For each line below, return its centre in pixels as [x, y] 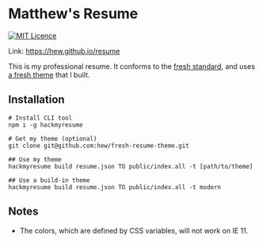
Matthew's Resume [73, 14]
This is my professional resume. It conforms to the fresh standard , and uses [132, 66]
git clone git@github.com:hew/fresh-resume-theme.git [99, 146]
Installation [36, 100]
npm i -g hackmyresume [46, 125]
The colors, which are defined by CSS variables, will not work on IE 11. [134, 230]
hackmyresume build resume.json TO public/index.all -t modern [115, 187]
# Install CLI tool [40, 118]
